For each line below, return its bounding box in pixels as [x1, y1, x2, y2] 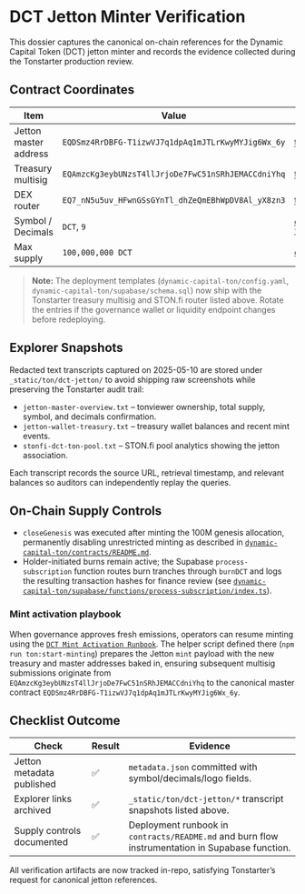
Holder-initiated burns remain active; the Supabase [22, 557, 214, 568]
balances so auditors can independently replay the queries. [9, 477, 231, 487]
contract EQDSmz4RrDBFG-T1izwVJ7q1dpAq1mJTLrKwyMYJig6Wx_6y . [9, 687, 241, 698]
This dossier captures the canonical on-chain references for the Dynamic [9, 36, 284, 47]
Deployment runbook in [128, 819, 229, 831]
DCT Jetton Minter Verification [9, 6, 246, 27]
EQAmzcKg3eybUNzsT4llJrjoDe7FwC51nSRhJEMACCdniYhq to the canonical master [9, 677, 295, 688]
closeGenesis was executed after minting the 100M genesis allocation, [22, 527, 284, 538]
